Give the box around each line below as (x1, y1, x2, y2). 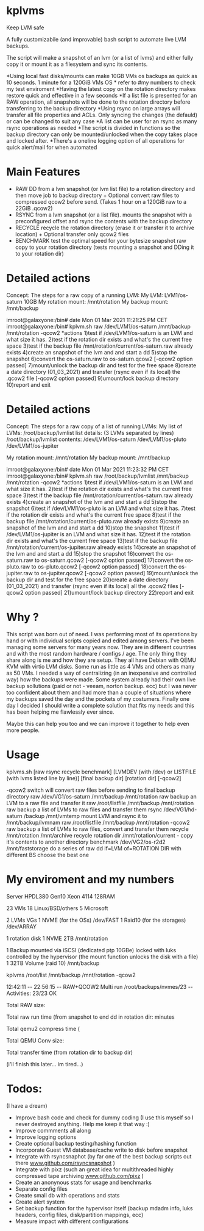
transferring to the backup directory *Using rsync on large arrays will (6, 104, 180, 112)
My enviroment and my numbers (6, 872, 175, 886)
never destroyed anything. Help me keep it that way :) (15, 1120, 150, 1127)
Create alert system (15, 1198, 65, 1205)
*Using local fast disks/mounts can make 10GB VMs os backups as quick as (6, 72, 198, 79)
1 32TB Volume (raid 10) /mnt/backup (6, 959, 100, 967)
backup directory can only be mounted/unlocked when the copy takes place (6, 131, 198, 138)
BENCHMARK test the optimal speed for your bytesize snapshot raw (15, 237, 187, 244)
